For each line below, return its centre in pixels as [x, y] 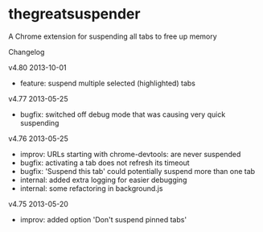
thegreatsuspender [74, 14]
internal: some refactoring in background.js [91, 188]
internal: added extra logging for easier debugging [103, 180]
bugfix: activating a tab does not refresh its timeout [105, 163]
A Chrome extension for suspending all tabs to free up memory [113, 36]
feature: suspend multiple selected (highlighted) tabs [107, 83]
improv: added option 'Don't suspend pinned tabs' [103, 219]
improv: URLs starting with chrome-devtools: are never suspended [130, 154]
